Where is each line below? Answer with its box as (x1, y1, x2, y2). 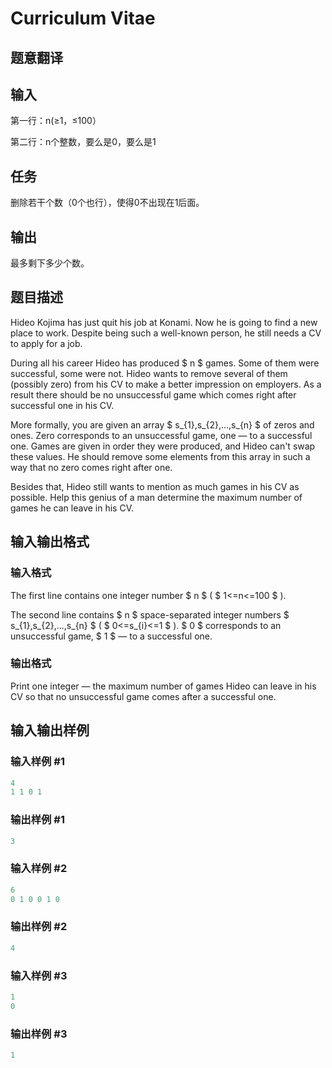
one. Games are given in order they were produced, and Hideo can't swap (10, 440, 316, 452)
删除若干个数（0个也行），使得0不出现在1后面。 (10, 197, 205, 209)
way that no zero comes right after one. (10, 461, 173, 473)
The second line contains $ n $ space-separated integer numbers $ (10, 608, 290, 621)
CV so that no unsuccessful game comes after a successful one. (10, 690, 277, 702)
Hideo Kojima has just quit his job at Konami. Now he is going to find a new (10, 316, 318, 328)
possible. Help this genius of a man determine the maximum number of (10, 491, 303, 503)
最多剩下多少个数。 (10, 257, 90, 269)
